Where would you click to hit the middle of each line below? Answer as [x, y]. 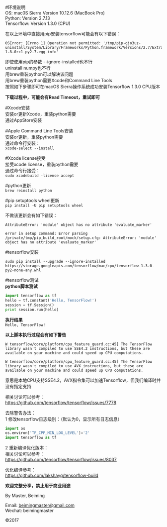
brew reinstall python [29, 191]
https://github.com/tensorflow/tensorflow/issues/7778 [61, 403]
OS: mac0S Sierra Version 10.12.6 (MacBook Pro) [55, 13]
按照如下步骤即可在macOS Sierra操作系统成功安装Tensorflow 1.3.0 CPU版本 [83, 87]
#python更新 [18, 185]
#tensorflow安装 [22, 252]
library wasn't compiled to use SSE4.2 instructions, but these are [78, 348]
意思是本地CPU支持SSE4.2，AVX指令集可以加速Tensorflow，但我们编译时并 [83, 380]
